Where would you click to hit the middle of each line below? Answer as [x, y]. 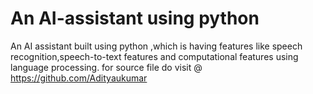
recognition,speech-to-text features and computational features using [154, 56]
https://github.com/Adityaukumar [79, 78]
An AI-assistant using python [135, 18]
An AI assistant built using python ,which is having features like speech [156, 46]
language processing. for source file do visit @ [106, 67]
